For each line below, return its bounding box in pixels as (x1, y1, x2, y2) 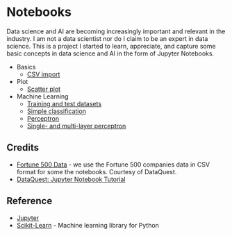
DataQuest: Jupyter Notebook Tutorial (16, 175, 126, 183)
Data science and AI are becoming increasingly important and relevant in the (6, 27, 226, 35)
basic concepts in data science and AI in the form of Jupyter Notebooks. (6, 49, 215, 58)
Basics (16, 62, 36, 71)
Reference (6, 195, 53, 207)
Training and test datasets (26, 99, 102, 108)
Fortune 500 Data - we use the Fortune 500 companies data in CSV (16, 160, 210, 169)
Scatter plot (26, 85, 60, 93)
